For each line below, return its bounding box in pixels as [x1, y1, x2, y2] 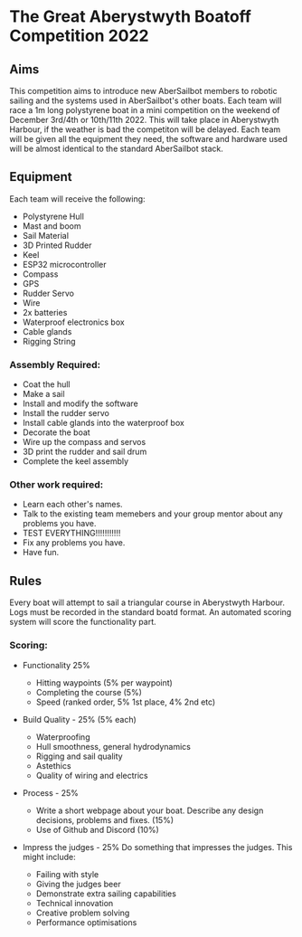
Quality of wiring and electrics [35, 770, 148, 781]
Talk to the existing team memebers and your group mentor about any [22, 508, 283, 519]
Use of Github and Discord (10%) [35, 824, 160, 835]
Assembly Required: [9, 358, 101, 371]
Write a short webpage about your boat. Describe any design [35, 805, 264, 816]
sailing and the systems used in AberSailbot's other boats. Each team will [9, 95, 282, 106]
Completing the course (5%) [35, 686, 143, 697]
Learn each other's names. [22, 499, 124, 510]
